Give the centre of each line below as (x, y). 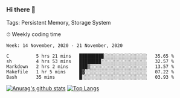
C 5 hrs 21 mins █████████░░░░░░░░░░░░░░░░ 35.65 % (90, 57)
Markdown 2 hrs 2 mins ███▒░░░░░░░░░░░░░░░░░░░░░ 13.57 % (90, 67)
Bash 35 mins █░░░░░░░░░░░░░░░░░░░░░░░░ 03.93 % (90, 78)
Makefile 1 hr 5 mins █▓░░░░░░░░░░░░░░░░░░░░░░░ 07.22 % (90, 72)
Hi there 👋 (21, 10)
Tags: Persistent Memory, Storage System (59, 23)
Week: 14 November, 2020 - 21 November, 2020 (64, 46)
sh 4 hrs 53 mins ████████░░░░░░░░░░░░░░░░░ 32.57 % (90, 62)
